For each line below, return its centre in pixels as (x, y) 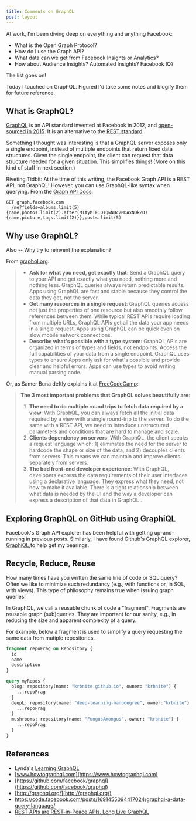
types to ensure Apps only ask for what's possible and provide (104, 360)
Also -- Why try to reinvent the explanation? (59, 250)
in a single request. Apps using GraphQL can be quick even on (104, 329)
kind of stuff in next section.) (41, 168)
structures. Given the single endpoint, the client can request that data (90, 156)
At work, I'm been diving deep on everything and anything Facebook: (89, 33)
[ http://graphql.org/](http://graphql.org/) (63, 793)
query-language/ (35, 805)
